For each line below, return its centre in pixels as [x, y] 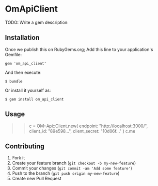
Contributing [25, 146]
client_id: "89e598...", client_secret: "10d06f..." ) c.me [82, 131]
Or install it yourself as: [28, 90]
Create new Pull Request [37, 179]
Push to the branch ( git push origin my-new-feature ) [66, 173]
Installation [22, 38]
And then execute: [23, 72]
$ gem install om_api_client [34, 99]
